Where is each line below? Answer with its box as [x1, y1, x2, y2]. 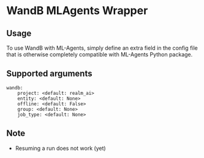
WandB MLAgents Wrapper [6, 4, 148, 18]
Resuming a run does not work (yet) [15, 145, 106, 152]
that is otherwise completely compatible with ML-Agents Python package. [6, 51, 193, 58]
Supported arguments [6, 69, 93, 79]
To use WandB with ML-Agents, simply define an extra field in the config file [6, 44, 198, 51]
